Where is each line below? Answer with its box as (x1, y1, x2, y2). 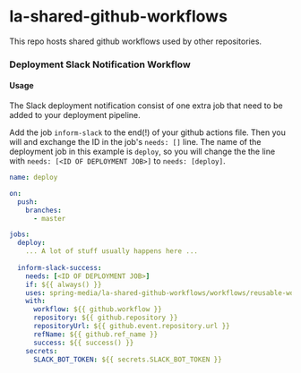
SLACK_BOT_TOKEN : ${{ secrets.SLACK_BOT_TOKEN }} (32, 355, 222, 364)
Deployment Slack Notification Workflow (9, 58, 191, 71)
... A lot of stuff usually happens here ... (25, 247, 199, 256)
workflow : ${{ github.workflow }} (32, 305, 163, 314)
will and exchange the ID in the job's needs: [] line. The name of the (9, 137, 262, 148)
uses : (25, 288, 47, 297)
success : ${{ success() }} (32, 338, 134, 347)
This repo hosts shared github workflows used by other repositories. (9, 36, 262, 47)
